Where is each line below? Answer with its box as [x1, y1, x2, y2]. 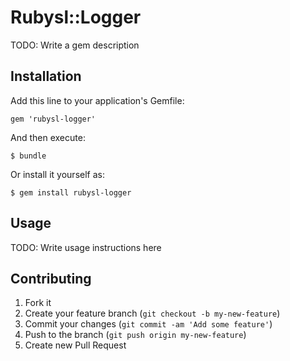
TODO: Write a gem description [10, 39, 140, 51]
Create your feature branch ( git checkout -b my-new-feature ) [24, 307, 281, 320]
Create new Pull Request [24, 339, 127, 351]
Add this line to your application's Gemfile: [10, 94, 185, 106]
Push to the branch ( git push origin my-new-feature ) [24, 329, 247, 341]
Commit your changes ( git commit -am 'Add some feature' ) [24, 318, 273, 330]
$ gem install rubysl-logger [10, 187, 132, 198]
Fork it [24, 297, 52, 309]
